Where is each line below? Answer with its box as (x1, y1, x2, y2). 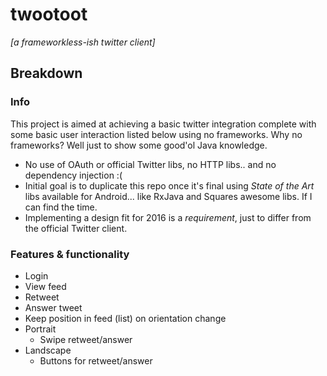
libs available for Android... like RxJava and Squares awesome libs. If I (24, 190, 313, 202)
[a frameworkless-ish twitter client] (10, 36, 156, 48)
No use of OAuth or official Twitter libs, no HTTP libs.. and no (24, 158, 277, 170)
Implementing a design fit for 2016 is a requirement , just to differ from (24, 211, 312, 223)
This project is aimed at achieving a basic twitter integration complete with (10, 118, 317, 130)
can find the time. (24, 201, 98, 213)
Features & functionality (10, 247, 130, 261)
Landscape (24, 344, 72, 356)
